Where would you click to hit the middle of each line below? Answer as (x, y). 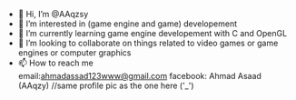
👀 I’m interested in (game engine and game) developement (128, 24)
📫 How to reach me (55, 63)
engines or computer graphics (74, 53)
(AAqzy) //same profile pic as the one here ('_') (106, 85)
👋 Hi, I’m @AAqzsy (53, 14)
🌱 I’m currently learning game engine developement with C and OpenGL (153, 33)
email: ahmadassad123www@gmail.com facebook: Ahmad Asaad (139, 76)
